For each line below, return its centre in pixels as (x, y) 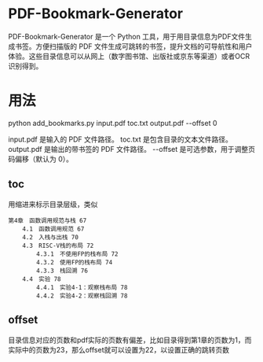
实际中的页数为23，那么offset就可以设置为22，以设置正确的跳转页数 (119, 349)
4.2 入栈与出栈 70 (50, 237)
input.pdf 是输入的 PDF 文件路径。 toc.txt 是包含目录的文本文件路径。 (121, 139)
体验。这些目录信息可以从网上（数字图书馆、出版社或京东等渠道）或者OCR (129, 56)
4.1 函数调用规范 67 (53, 229)
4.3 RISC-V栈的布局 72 (58, 246)
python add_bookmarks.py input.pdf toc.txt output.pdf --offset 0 (113, 123)
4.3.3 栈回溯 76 (62, 271)
